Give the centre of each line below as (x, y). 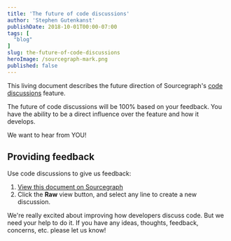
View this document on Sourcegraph (70, 187)
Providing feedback (51, 157)
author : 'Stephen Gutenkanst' (51, 20)
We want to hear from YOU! (47, 135)
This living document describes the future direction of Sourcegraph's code (115, 85)
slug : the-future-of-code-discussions (64, 53)
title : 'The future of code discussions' (69, 14)
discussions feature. (36, 93)
